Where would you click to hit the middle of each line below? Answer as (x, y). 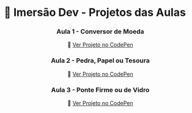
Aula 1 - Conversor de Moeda (100, 32)
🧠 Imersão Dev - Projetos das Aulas (95, 13)
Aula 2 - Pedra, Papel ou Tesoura (100, 60)
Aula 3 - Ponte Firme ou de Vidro (100, 90)
